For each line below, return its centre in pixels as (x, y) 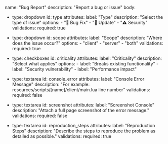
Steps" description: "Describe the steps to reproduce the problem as (83, 131)
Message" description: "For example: (51, 84)
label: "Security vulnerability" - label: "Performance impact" (74, 69)
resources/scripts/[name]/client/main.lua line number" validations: (81, 90)
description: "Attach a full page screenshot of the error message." (81, 110)
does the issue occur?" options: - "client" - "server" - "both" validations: (88, 43)
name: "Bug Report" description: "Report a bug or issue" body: (70, 7)
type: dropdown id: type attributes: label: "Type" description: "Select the (87, 17)
